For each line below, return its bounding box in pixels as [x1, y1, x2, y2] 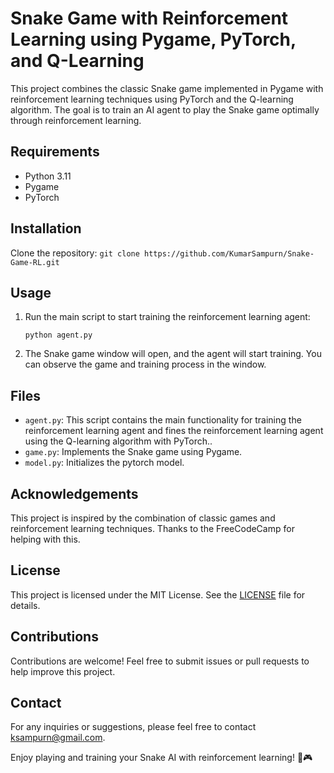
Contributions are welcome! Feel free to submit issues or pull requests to [10, 655, 310, 667]
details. [10, 599, 41, 611]
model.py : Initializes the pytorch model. [24, 457, 185, 469]
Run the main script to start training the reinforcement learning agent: [24, 311, 311, 323]
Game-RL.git [10, 257, 60, 267]
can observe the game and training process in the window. [24, 358, 267, 371]
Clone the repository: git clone [10, 247, 140, 259]
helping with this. [10, 533, 81, 545]
